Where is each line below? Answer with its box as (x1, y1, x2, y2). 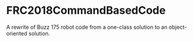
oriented (6, 29, 27, 37)
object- (169, 23, 187, 31)
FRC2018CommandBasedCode (6, 4, 166, 17)
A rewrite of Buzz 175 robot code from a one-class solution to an (6, 23, 168, 31)
